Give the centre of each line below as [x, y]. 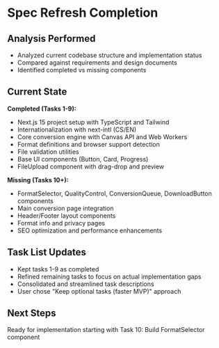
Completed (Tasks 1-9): [42, 109]
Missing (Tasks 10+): [38, 180]
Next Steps [32, 314]
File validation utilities [48, 152]
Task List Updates [47, 252]
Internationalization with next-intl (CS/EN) [77, 129]
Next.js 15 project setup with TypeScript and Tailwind [93, 122]
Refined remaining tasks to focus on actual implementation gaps [109, 276]
